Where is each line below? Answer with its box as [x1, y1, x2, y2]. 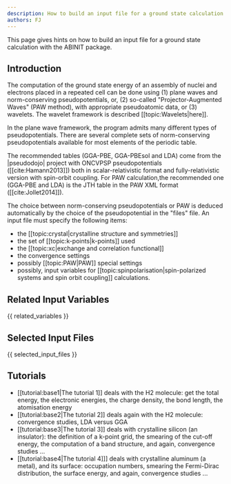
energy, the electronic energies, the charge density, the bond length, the [17, 396, 223, 404]
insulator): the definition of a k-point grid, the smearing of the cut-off [17, 432, 213, 441]
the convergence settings [17, 252, 90, 260]
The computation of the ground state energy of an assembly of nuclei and [7, 81, 217, 90]
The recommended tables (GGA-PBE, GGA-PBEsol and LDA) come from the [7, 152, 222, 160]
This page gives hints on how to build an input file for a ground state [7, 35, 201, 43]
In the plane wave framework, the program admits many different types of [7, 123, 217, 132]
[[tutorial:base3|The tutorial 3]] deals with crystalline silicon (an [17, 425, 198, 433]
